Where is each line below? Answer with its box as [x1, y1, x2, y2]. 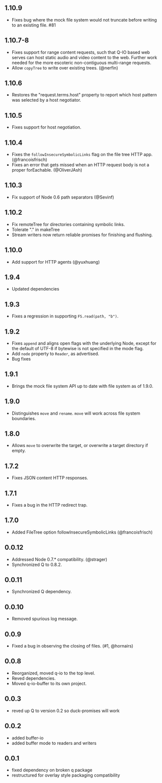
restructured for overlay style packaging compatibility [11, 772, 120, 778]
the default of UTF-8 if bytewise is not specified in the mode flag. [11, 345, 144, 351]
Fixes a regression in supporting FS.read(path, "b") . [11, 313, 118, 319]
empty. [11, 447, 26, 454]
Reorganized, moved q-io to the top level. [11, 670, 95, 676]
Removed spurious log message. [11, 616, 78, 622]
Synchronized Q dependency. [11, 589, 72, 595]
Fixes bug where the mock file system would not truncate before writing [11, 17, 157, 22]
